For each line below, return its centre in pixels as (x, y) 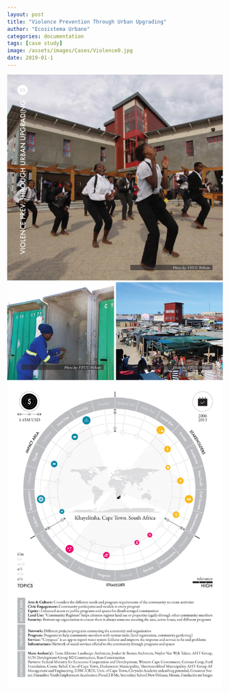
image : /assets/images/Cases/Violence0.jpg (70, 51)
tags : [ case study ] (35, 44)
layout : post (26, 14)
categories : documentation (46, 36)
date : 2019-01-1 (30, 58)
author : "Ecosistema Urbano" (49, 29)
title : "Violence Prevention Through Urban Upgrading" (87, 22)
